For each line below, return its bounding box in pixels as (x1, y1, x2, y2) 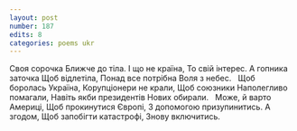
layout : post (9, 13, 59, 23)
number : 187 (9, 22, 54, 31)
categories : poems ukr (9, 38, 95, 48)
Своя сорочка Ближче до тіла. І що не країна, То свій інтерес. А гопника (9, 63, 289, 74)
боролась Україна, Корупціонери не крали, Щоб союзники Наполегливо (9, 82, 288, 93)
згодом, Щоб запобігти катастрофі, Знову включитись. (9, 111, 221, 122)
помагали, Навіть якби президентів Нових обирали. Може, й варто (9, 92, 272, 103)
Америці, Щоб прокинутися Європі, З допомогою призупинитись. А (9, 101, 271, 113)
